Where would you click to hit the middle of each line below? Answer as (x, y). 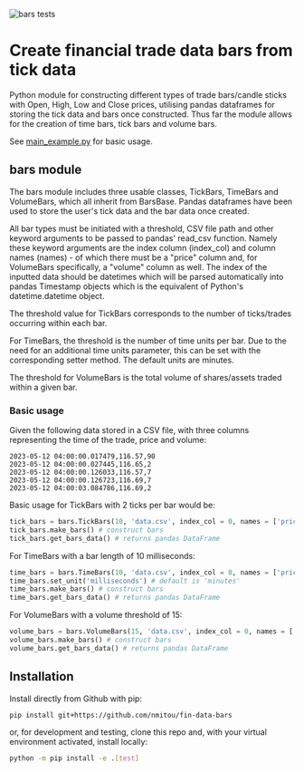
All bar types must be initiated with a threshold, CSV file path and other (142, 228)
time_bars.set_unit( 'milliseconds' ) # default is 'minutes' (125, 581)
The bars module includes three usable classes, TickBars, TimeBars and (144, 191)
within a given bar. (44, 387)
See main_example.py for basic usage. (81, 141)
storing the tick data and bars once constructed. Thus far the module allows (151, 114)
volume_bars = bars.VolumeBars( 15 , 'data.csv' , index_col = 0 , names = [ (152, 632)
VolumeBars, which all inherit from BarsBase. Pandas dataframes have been (151, 201)
